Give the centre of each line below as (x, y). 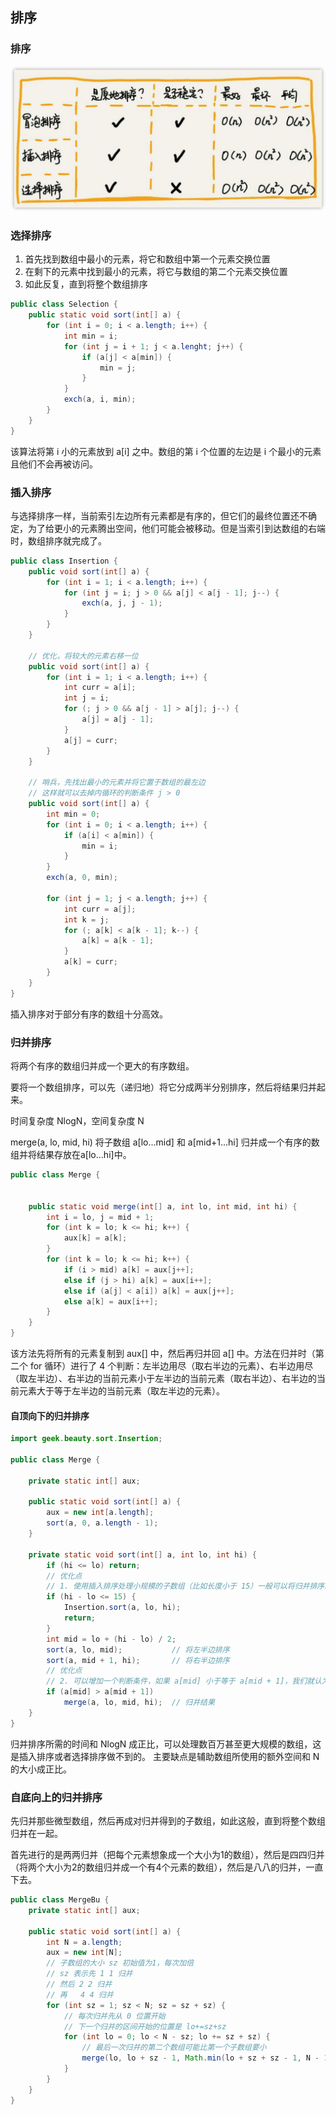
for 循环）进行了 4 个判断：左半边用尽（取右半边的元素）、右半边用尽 (171, 1366)
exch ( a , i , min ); (100, 399)
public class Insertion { (64, 561)
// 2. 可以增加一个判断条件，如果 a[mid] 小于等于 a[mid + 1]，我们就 (180, 1681)
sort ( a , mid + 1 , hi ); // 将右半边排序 (138, 1660)
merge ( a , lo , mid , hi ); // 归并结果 (139, 1703)
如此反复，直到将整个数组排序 (86, 284)
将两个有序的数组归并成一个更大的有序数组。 (102, 1066)
